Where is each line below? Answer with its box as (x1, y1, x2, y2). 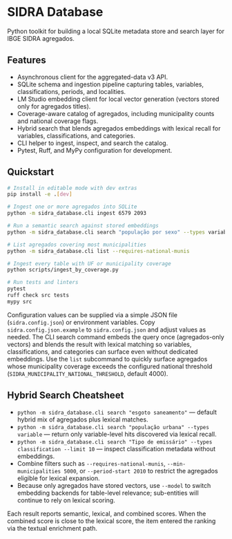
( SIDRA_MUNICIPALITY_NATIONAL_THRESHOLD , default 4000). (7, 369, 168, 377)
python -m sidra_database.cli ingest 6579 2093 (7, 210, 147, 217)
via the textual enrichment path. (7, 524, 98, 532)
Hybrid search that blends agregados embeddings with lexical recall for (17, 124, 221, 132)
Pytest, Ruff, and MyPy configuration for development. (17, 146, 173, 154)
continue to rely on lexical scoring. (17, 495, 115, 504)
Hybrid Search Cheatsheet (7, 390, 124, 401)
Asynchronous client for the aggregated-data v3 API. (17, 73, 168, 81)
